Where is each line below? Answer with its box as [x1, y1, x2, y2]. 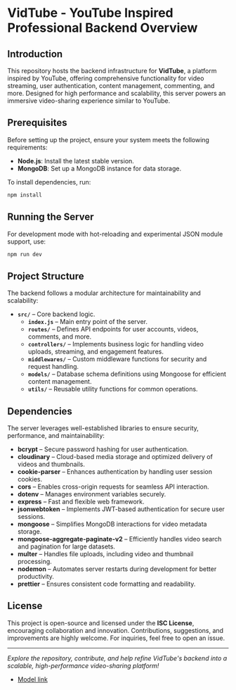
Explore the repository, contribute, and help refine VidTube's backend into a [7, 653, 228, 663]
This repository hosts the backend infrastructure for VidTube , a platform [7, 67, 217, 75]
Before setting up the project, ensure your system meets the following [7, 135, 209, 144]
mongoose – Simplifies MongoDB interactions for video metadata [17, 520, 207, 528]
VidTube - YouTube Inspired [7, 5, 173, 21]
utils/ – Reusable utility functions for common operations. [27, 385, 198, 394]
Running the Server [7, 211, 94, 223]
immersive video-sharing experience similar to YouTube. [7, 96, 171, 105]
